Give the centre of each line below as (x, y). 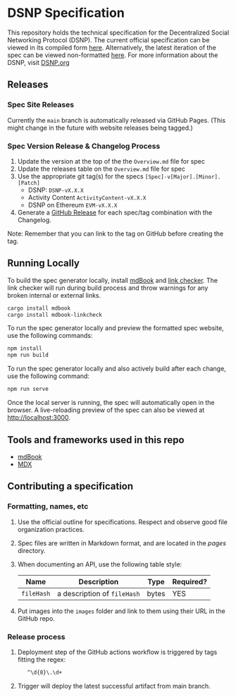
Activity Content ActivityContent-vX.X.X (87, 197)
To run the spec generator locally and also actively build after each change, (117, 369)
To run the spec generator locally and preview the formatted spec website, (116, 328)
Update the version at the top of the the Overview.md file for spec (111, 161)
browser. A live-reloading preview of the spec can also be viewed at (106, 410)
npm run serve (28, 389)
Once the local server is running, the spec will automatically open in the (111, 403)
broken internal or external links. (54, 295)
